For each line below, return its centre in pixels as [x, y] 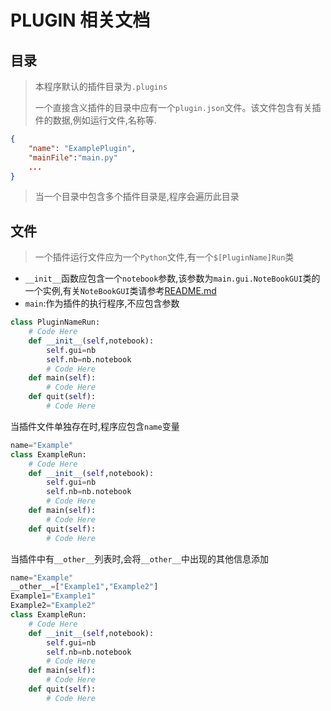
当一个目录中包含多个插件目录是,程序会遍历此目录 [137, 197]
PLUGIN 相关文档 [80, 20]
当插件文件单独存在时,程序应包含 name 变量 [95, 426]
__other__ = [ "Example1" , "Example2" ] [84, 587]
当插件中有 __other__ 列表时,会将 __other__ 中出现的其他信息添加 [139, 558]
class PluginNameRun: [55, 322]
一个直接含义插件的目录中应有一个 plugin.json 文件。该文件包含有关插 [178, 107]
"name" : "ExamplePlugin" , [82, 148]
